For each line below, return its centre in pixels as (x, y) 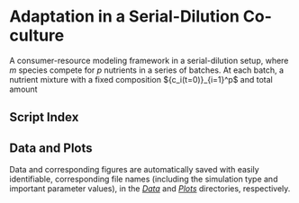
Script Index (44, 117)
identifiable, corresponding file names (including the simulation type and (144, 179)
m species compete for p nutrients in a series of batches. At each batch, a (147, 70)
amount (23, 89)
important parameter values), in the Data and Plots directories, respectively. (150, 189)
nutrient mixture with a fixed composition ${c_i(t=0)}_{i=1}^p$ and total (141, 79)
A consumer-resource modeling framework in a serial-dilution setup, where (149, 60)
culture (37, 35)
